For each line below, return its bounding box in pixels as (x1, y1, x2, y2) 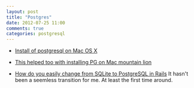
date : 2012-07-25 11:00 (6, 20, 66, 26)
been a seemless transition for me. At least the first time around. (14, 77, 173, 84)
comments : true (6, 25, 44, 32)
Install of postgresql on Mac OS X (14, 47, 98, 54)
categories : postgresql (6, 31, 66, 37)
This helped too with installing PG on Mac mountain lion (14, 59, 152, 66)
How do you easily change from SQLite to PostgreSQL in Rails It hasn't (14, 70, 189, 77)
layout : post (6, 8, 39, 15)
